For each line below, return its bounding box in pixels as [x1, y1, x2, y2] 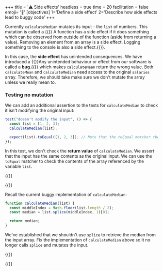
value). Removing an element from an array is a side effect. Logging [5, 39, 141, 45]
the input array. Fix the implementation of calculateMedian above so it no [5, 237, 150, 243]
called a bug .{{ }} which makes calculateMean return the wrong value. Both [5, 64, 154, 70]
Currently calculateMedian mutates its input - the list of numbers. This [5, 24, 148, 30]
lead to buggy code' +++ [5, 15, 55, 20]
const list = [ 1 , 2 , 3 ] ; [9, 121, 60, 126]
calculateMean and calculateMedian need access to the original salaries [5, 69, 150, 75]
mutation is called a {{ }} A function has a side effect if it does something [5, 29, 149, 34]
